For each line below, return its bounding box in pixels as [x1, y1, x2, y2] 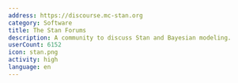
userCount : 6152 [8, 41, 62, 49]
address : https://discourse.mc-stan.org [8, 11, 144, 20]
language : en [8, 63, 51, 71]
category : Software [8, 19, 73, 27]
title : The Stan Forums [8, 26, 87, 34]
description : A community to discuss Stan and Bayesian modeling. [8, 33, 232, 42]
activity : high [8, 56, 59, 64]
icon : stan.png [8, 48, 59, 56]
